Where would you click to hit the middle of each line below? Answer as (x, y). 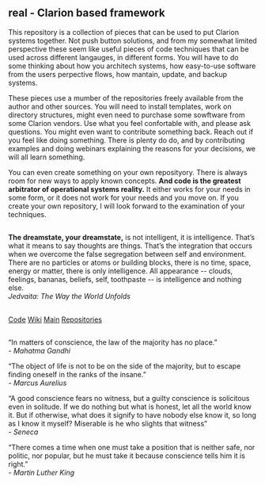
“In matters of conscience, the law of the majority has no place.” (113, 342)
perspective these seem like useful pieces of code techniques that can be (129, 49)
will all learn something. (47, 157)
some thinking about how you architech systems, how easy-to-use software (132, 66)
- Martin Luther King (42, 472)
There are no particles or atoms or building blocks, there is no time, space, (130, 263)
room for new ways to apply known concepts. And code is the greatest (125, 181)
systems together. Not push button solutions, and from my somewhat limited (132, 40)
